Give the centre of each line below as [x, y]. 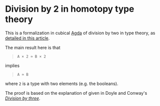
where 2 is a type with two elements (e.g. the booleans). [62, 84]
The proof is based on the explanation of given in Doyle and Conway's [76, 93]
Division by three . [23, 98]
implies [12, 65]
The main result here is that [33, 47]
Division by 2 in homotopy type [70, 9]
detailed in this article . [27, 38]
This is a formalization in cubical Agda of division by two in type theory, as [80, 33]
